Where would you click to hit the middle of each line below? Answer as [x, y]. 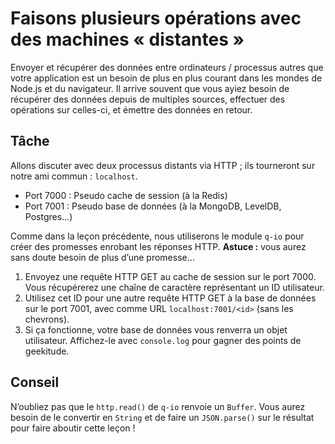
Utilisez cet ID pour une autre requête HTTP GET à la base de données [170, 298]
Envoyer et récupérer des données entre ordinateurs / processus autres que [167, 67]
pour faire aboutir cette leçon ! [73, 428]
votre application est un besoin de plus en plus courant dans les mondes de [166, 78]
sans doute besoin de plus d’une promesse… [102, 257]
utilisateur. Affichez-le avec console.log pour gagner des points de [163, 340]
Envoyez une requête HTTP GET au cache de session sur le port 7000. [170, 276]
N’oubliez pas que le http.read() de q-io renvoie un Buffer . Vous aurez [158, 406]
